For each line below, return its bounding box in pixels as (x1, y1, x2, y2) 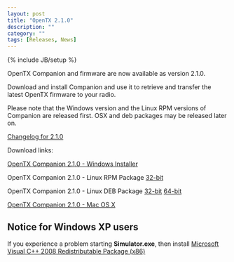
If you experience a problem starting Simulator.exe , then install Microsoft (7, 240, 219, 248)
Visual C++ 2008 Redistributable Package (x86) (7, 247, 146, 255)
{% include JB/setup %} (7, 55, 77, 64)
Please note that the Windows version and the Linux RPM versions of (7, 104, 207, 112)
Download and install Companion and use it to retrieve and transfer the (7, 83, 212, 91)
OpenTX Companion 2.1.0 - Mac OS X (7, 201, 116, 209)
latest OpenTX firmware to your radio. (7, 91, 116, 99)
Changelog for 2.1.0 (7, 133, 64, 141)
